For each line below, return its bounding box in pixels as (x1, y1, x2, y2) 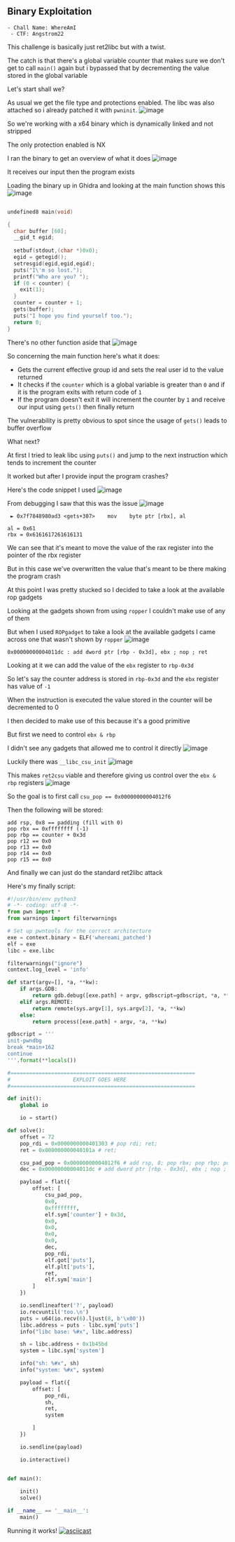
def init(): (7, 1095, 42, 1102)
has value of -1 (7, 682, 51, 690)
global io (20, 1101, 49, 1109)
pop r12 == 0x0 (7, 838, 52, 845)
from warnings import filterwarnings (7, 915, 117, 922)
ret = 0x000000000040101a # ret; (20, 1146, 117, 1153)
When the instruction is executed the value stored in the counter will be (7, 695, 213, 704)
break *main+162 (7, 1044, 55, 1051)
